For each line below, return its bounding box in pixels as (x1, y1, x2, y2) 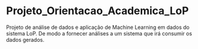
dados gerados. (6, 36, 44, 43)
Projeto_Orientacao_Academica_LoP (6, 4, 189, 18)
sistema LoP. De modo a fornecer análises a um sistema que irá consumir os (6, 30, 192, 37)
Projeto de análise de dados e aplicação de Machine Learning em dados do (6, 24, 190, 31)
